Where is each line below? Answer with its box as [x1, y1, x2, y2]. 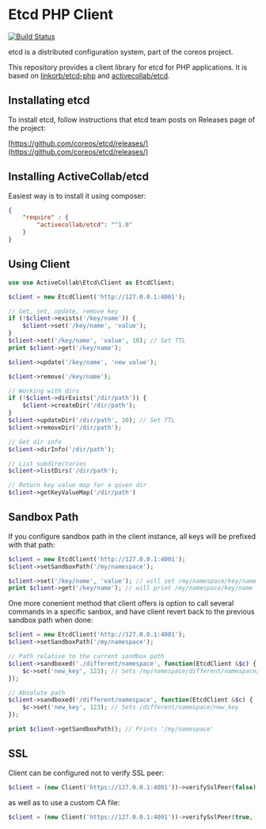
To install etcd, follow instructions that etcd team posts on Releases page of [8, 115, 256, 124]
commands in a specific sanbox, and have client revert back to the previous [8, 607, 255, 617]
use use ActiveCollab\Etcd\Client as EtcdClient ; [8, 279, 176, 287]
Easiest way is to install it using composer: [8, 191, 146, 200]
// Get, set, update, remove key [8, 307, 119, 315]
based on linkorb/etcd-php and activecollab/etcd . [8, 70, 170, 80]
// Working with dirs [8, 386, 80, 395]
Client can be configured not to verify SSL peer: [8, 768, 165, 778]
